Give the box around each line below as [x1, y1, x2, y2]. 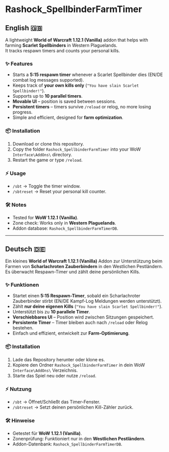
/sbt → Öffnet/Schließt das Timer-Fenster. [12, 399, 101, 405]
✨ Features [5, 60, 33, 67]
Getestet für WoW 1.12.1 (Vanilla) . [12, 430, 82, 436]
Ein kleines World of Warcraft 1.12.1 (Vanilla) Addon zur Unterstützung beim [5, 258, 162, 264]
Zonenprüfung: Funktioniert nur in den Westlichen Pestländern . [12, 436, 146, 442]
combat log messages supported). [12, 77, 84, 83]
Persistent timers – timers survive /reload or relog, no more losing [12, 104, 151, 110]
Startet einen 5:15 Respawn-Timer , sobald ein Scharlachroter [12, 293, 141, 299]
